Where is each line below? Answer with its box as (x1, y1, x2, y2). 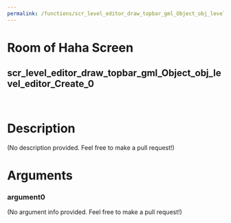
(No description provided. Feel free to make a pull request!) (7, 143, 175, 152)
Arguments (7, 167, 74, 183)
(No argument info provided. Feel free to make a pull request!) (7, 208, 182, 216)
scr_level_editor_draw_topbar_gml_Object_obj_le (7, 67, 221, 79)
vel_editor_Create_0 (7, 78, 94, 90)
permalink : (7, 10, 38, 17)
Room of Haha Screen (7, 39, 134, 55)
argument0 (7, 192, 46, 202)
